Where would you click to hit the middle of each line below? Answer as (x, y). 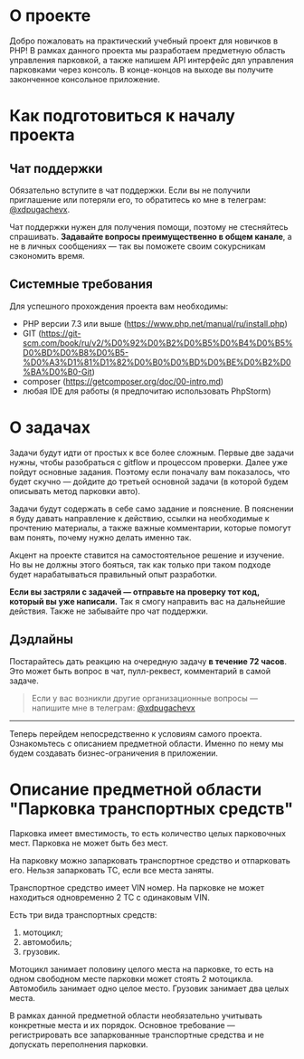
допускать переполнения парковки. (79, 1045)
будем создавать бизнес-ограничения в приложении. (114, 753)
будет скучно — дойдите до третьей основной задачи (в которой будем (149, 482)
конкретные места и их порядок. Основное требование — (122, 1026)
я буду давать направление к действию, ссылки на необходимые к (139, 518)
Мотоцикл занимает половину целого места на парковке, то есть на (142, 969)
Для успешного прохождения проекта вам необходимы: (119, 306)
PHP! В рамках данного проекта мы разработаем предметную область (147, 50)
